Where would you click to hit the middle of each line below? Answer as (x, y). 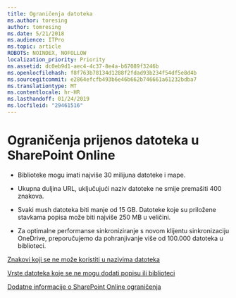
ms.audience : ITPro (36, 40)
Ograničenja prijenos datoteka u (103, 141)
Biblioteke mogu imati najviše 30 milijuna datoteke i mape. (101, 175)
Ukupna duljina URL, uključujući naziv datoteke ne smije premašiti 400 (119, 188)
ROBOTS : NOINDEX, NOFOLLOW (47, 54)
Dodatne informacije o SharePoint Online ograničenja (84, 287)
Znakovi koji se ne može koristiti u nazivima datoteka (84, 259)
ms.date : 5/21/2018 (36, 33)
